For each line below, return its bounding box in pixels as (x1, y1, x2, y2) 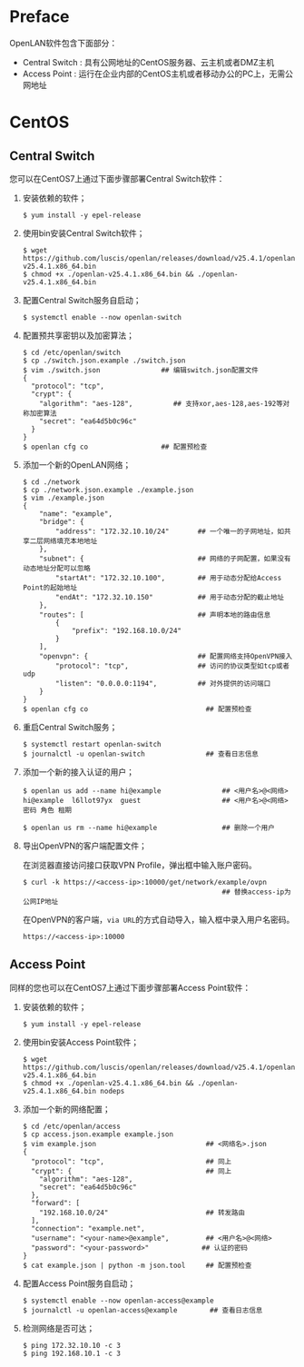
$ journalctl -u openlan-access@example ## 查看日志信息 (22, 1305, 263, 1314)
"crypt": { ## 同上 (31, 1166, 232, 1175)
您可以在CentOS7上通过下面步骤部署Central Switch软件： (9, 173, 225, 183)
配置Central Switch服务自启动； (22, 294, 142, 305)
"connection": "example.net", (31, 1223, 145, 1233)
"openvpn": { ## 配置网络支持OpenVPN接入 (39, 651, 293, 660)
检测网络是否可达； (22, 1322, 95, 1333)
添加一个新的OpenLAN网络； (22, 459, 132, 470)
